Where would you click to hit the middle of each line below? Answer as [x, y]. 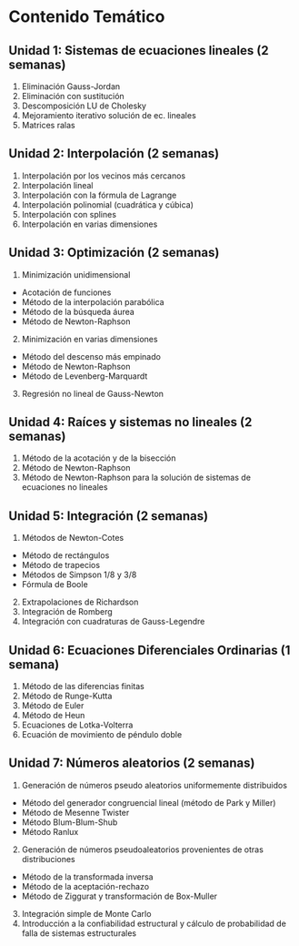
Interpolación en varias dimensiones [90, 224]
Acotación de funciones [66, 292]
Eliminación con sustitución [73, 96]
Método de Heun [53, 716]
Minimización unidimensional [76, 274]
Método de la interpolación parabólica [93, 301]
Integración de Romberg [67, 612]
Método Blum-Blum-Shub [70, 822]
